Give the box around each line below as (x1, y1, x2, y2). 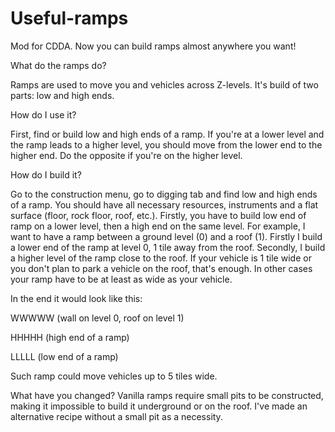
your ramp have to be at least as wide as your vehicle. (10, 273, 233, 285)
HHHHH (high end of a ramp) (10, 331, 130, 343)
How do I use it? (10, 108, 77, 121)
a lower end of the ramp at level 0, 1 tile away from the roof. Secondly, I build (10, 241, 326, 253)
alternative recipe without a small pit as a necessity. (10, 410, 223, 422)
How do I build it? (10, 168, 82, 181)
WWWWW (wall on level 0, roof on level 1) (10, 312, 185, 324)
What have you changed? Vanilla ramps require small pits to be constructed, (10, 389, 324, 401)
